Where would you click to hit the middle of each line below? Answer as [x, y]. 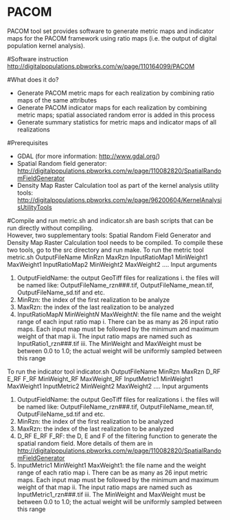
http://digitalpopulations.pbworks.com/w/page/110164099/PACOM [101, 66]
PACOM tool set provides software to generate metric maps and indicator [111, 31]
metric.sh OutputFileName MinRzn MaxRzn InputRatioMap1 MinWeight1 [107, 257]
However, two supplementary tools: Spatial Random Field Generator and [109, 235]
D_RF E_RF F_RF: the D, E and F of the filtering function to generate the [117, 436]
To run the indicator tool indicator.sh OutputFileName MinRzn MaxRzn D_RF [114, 371]
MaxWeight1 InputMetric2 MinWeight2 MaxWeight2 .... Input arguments [108, 386]
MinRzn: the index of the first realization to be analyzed [95, 421]
